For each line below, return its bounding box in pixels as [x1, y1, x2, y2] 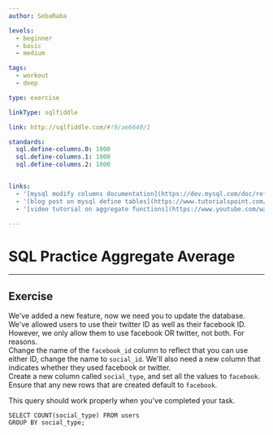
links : [8, 182, 31, 190]
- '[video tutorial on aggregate [15, 205, 129, 213]
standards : [8, 137, 45, 146]
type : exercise [8, 94, 60, 102]
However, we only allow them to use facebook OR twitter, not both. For [8, 328, 245, 338]
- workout [15, 72, 49, 80]
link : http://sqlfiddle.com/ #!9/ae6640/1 [8, 123, 151, 131]
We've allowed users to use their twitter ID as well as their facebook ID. [8, 320, 246, 329]
